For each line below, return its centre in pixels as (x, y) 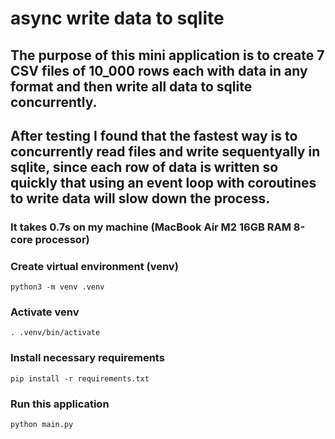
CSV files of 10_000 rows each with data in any (159, 70)
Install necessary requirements (87, 358)
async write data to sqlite (117, 18)
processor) (62, 239)
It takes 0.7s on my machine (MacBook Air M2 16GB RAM (151, 227)
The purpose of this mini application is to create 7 (167, 55)
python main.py (42, 425)
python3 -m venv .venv (57, 287)
